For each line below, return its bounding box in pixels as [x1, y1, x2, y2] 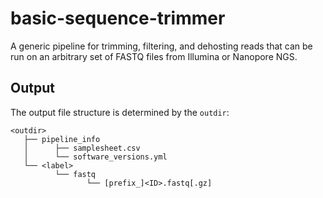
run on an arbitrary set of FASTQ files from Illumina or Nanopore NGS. [10, 50, 298, 62]
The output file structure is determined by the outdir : [10, 106, 230, 118]
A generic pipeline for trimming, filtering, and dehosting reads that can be [10, 40, 313, 52]
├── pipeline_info [23, 134, 101, 144]
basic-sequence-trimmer [10, 7, 226, 30]
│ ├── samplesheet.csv [23, 143, 141, 153]
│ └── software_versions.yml [23, 152, 168, 162]
